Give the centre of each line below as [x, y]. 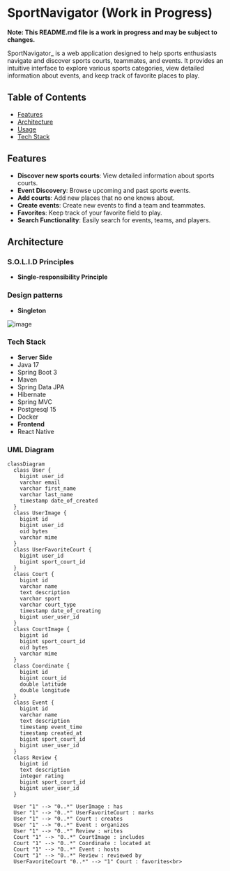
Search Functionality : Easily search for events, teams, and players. [114, 220]
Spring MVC [35, 402]
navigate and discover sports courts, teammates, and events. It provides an [115, 60]
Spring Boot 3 [37, 372]
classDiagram [26, 464]
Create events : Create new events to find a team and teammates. [111, 205]
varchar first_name [48, 489]
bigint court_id [44, 678]
